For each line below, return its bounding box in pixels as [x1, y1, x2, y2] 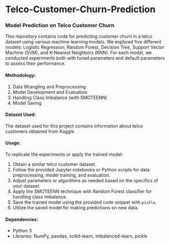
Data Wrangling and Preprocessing [12, 83, 87, 90]
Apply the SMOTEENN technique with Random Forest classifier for [12, 188, 152, 194]
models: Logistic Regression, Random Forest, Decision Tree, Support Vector [5, 44, 164, 51]
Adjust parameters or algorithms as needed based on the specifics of [12, 178, 159, 184]
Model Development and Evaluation [12, 89, 88, 95]
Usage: [5, 140, 21, 146]
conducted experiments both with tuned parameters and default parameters [5, 55, 165, 61]
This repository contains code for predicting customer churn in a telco [5, 33, 153, 39]
